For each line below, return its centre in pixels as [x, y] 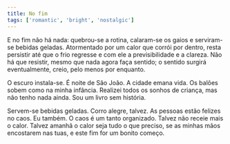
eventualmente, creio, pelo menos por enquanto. [76, 69]
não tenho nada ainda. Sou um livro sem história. [77, 97]
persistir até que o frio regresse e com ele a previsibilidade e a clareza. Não [115, 54]
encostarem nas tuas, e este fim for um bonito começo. [86, 133]
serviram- [209, 39]
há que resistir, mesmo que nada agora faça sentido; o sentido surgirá [107, 62]
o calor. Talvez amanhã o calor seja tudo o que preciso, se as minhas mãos [114, 125]
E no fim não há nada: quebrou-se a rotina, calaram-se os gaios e [100, 39]
